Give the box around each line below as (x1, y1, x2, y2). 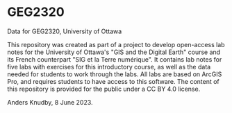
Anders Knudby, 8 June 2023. (7, 98, 93, 106)
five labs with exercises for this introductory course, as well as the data (7, 62, 211, 71)
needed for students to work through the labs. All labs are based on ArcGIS (7, 70, 222, 78)
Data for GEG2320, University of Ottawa (7, 27, 122, 35)
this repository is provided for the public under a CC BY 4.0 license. (7, 85, 201, 93)
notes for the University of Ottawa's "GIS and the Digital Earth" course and (7, 48, 221, 56)
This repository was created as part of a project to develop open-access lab (7, 40, 225, 49)
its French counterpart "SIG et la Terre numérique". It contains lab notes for (7, 55, 222, 63)
